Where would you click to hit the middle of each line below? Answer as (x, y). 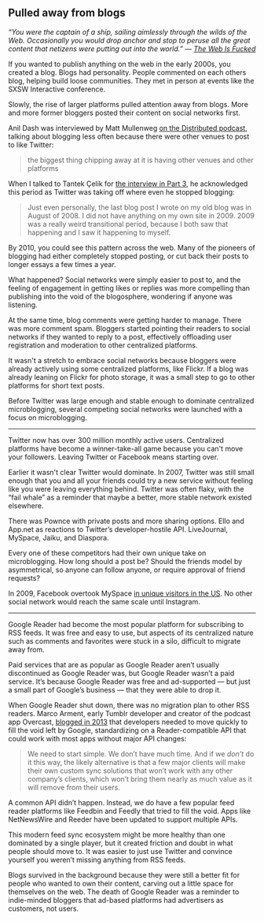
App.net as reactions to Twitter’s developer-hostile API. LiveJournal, (118, 529)
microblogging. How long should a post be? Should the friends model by (125, 561)
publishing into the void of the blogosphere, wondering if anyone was (121, 296)
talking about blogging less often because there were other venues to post (129, 136)
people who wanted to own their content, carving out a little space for (121, 883)
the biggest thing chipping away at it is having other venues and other (140, 160)
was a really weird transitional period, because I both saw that (128, 224)
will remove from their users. (73, 787)
